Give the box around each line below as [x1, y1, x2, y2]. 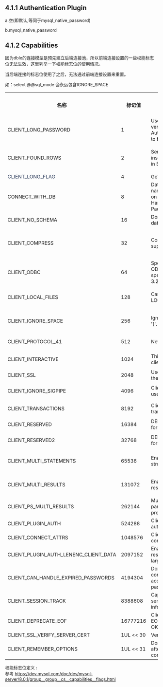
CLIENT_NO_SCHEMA [7, 216, 57, 223]
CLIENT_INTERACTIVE [7, 355, 59, 362]
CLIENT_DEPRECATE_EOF [7, 617, 67, 624]
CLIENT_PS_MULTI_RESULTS [7, 503, 74, 510]
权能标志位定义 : [5, 665, 37, 670]
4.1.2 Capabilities [5, 41, 58, 50]
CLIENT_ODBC [7, 269, 41, 276]
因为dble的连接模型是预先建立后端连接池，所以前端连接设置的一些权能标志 [5, 55, 154, 60]
